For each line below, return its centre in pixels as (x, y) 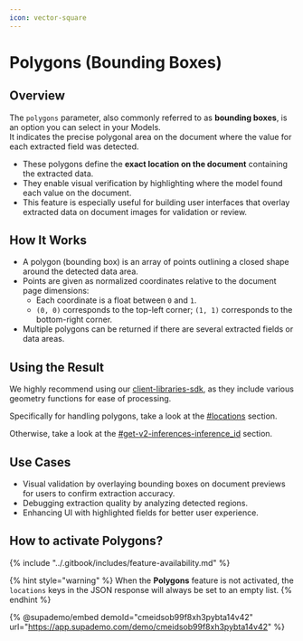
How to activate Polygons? (86, 541)
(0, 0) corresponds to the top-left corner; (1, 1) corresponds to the (164, 310)
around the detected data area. (80, 271)
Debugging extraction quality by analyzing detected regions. (135, 504)
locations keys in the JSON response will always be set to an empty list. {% (151, 589)
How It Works (48, 240)
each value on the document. (77, 193)
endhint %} (30, 599)
